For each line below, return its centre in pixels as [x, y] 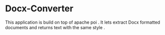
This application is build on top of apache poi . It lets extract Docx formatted [82, 22]
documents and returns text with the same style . [55, 27]
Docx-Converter [39, 9]
